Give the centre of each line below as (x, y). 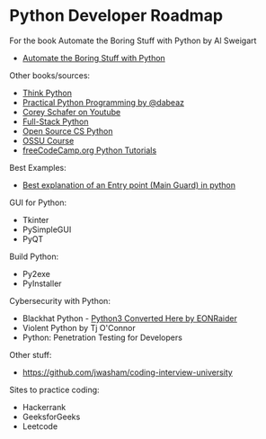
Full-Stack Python (55, 121)
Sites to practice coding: (55, 390)
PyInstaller (42, 283)
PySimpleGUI (47, 229)
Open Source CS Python (67, 130)
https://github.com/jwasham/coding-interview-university (128, 372)
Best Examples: (38, 167)
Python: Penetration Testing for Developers (102, 337)
